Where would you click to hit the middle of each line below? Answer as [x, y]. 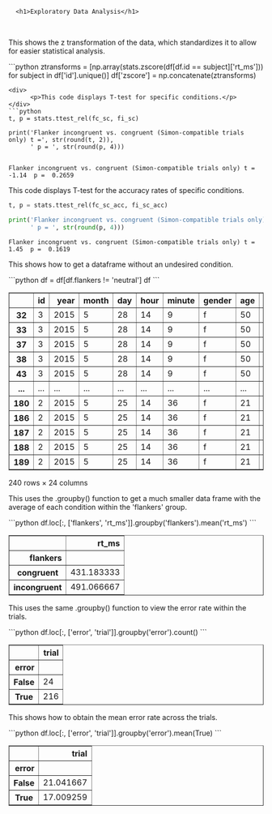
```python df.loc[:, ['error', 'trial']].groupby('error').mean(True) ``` [115, 733]
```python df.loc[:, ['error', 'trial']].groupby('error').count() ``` [108, 632]
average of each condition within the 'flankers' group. [98, 507]
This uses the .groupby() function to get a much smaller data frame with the [135, 498]
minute [181, 300]
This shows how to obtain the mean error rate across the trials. [113, 717]
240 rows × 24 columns [48, 482]
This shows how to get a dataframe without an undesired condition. [121, 264]
